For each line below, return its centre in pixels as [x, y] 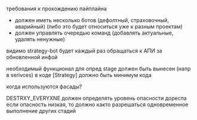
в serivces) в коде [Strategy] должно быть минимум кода [79, 75]
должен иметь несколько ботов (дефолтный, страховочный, [92, 20]
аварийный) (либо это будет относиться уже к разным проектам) [99, 27]
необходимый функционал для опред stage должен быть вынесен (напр [98, 69]
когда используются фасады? [44, 87]
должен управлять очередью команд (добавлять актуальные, [94, 33]
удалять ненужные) [40, 39]
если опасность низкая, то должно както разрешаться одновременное [97, 104]
